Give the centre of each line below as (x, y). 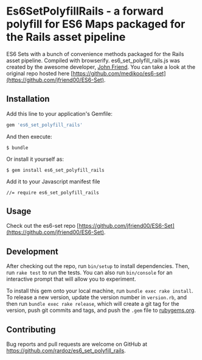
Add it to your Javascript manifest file (53, 182)
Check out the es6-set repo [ (43, 226)
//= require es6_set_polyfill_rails (53, 192)
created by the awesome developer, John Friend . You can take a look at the (101, 67)
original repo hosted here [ (40, 73)
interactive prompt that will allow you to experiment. (71, 279)
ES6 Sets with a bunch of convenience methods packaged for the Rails (95, 54)
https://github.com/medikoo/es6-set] (119, 73)
